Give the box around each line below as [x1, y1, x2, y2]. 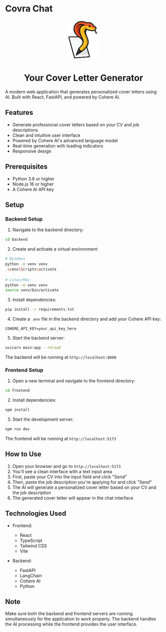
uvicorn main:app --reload [5, 345, 61, 351]
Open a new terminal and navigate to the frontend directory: [12, 378, 136, 384]
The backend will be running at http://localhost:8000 [5, 354, 117, 361]
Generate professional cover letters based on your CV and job [12, 121, 140, 127]
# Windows [5, 257, 26, 262]
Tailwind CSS [19, 542, 47, 548]
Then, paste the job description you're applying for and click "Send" [12, 479, 152, 485]
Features [5, 108, 33, 117]
